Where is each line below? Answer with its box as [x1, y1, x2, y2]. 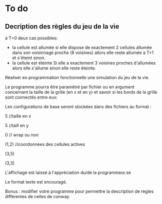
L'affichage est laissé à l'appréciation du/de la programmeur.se [5, 170, 131, 175]
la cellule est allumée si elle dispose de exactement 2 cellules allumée [12, 45, 152, 50]
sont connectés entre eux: [5, 94, 57, 100]
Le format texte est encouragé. [5, 179, 67, 185]
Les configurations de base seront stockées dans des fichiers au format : [5, 104, 152, 109]
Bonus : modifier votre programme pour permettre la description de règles [5, 188, 154, 194]
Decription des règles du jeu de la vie [5, 22, 120, 31]
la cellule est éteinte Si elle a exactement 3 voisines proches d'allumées [12, 60, 156, 66]
